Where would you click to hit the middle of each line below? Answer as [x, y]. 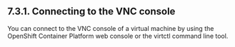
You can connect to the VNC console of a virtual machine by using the [111, 28]
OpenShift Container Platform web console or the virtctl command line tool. [118, 36]
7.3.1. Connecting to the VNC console [91, 12]
